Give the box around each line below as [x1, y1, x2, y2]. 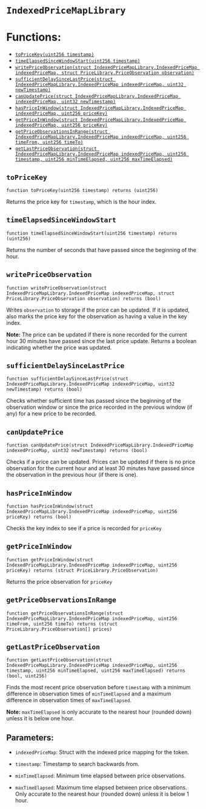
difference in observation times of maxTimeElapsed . [6, 697, 132, 704]
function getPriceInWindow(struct [6, 556, 94, 563]
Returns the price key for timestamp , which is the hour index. [6, 198, 157, 205]
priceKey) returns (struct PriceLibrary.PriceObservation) [6, 567, 159, 573]
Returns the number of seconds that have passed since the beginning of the [6, 246, 197, 253]
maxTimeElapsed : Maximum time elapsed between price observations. [15, 784, 188, 791]
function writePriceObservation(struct [6, 285, 107, 291]
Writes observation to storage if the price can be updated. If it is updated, [6, 306, 190, 313]
